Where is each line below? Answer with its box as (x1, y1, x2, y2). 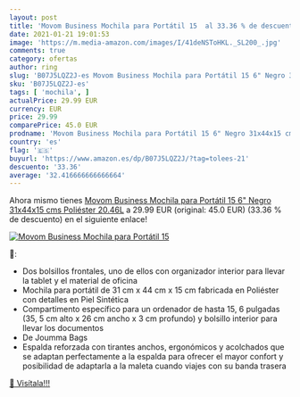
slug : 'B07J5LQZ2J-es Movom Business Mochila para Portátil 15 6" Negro (9, 71, 286, 80)
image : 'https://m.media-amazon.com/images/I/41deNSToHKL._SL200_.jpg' (9, 37, 281, 47)
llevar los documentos (21, 323, 104, 334)
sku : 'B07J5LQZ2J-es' (9, 79, 90, 88)
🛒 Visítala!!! (9, 378, 51, 389)
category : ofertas (9, 54, 78, 63)
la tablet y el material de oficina (21, 276, 138, 286)
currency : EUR (9, 104, 62, 113)
